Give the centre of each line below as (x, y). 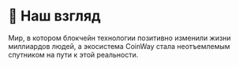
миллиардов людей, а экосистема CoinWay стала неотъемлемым (119, 46)
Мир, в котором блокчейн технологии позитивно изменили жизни (119, 38)
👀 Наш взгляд (54, 16)
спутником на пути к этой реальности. (73, 54)
